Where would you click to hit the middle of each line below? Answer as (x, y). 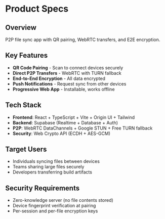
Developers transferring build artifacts (52, 172)
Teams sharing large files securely (48, 167)
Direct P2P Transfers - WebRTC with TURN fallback (67, 73)
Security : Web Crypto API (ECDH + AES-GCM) (61, 133)
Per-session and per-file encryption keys (55, 211)
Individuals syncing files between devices (56, 161)
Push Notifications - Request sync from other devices (69, 83)
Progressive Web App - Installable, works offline (64, 89)
